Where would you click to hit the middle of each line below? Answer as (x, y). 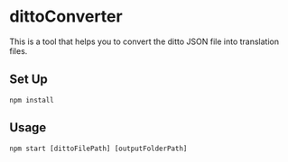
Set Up (28, 80)
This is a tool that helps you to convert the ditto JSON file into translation (144, 41)
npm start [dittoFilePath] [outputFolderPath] (98, 148)
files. (19, 50)
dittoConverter (66, 17)
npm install (32, 100)
